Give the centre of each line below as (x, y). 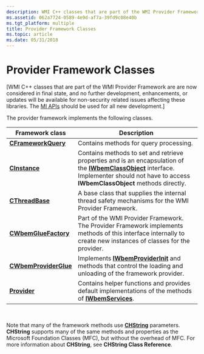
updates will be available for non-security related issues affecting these (96, 99)
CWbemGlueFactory (39, 233)
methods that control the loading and (131, 265)
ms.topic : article (29, 35)
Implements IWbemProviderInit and (129, 258)
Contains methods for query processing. (135, 143)
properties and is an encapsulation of (131, 160)
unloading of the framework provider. (131, 273)
